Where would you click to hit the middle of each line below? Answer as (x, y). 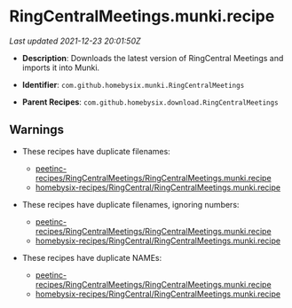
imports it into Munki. (61, 67)
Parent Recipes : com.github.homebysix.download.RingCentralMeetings (150, 102)
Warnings (37, 130)
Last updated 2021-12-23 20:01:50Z (75, 41)
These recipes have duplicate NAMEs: (92, 257)
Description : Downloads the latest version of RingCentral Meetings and (153, 58)
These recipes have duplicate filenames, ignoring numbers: (130, 204)
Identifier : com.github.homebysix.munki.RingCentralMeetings (133, 84)
